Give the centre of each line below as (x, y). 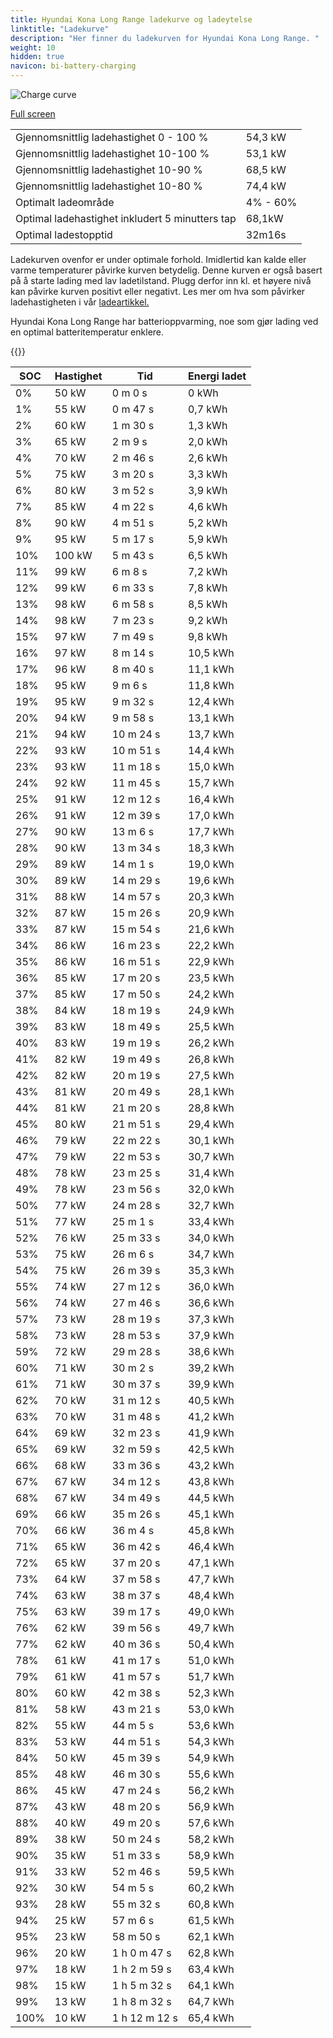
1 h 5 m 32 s (141, 1985)
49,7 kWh (211, 1628)
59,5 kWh (211, 1871)
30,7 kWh (211, 1156)
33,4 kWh (211, 1221)
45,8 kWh (211, 1530)
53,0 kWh (211, 1709)
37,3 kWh (211, 1319)
